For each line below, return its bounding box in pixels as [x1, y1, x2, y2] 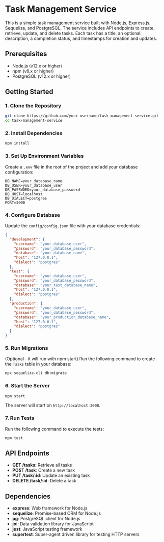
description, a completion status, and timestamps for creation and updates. [5, 35, 157, 41]
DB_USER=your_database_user [5, 183, 63, 188]
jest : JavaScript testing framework [12, 526, 82, 532]
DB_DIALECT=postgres [5, 196, 48, 201]
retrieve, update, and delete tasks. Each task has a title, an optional [5, 30, 141, 36]
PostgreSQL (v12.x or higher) [12, 73, 71, 79]
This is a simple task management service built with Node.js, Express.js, [5, 20, 151, 26]
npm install [5, 141, 29, 146]
